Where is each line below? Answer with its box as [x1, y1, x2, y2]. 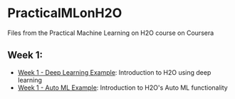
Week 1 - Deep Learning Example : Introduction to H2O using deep [17, 68, 211, 76]
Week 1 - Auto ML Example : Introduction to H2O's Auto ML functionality [17, 83, 228, 92]
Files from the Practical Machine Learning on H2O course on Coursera [7, 28, 214, 37]
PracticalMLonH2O [7, 5, 122, 21]
